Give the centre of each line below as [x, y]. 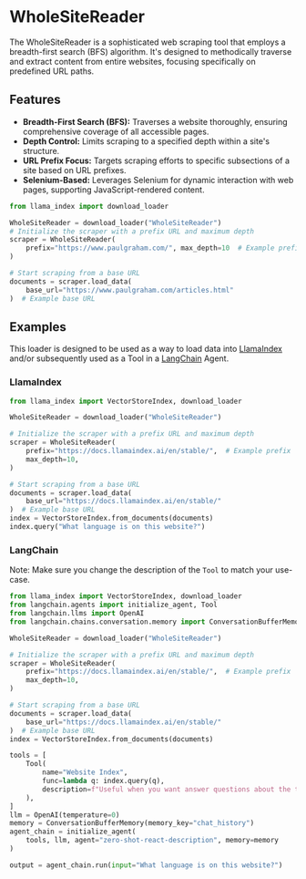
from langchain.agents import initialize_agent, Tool [114, 605]
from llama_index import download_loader [89, 206]
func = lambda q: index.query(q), [104, 781]
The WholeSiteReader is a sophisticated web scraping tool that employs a [148, 42]
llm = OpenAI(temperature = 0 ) [65, 815]
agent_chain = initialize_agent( [73, 832]
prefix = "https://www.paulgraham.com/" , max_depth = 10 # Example [150, 248]
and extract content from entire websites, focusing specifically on [133, 61]
